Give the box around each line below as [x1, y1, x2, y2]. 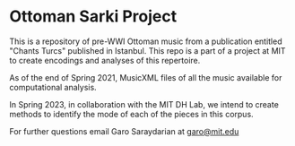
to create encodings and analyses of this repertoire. [9, 55, 201, 65]
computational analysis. [9, 82, 97, 92]
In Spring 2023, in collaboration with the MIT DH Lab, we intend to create [9, 99, 280, 109]
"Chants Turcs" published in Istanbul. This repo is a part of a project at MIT [9, 45, 286, 56]
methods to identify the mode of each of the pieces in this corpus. [9, 108, 254, 119]
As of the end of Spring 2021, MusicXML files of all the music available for [9, 72, 282, 82]
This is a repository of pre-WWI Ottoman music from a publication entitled [9, 36, 282, 47]
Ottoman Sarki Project [9, 6, 178, 27]
